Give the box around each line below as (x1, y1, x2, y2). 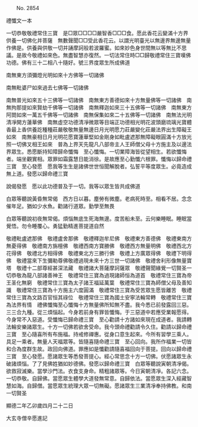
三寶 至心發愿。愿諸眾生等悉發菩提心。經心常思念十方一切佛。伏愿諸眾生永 (6, 353, 192, 360)
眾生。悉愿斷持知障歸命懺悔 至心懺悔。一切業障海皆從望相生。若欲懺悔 (11, 148, 187, 155)
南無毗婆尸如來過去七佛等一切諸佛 (6, 84, 89, 91)
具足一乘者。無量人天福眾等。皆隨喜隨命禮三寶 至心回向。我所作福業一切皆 (6, 338, 192, 345)
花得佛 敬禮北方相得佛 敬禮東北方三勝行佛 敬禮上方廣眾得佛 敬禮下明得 (6, 250, 192, 257)
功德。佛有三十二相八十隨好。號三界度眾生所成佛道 (6, 59, 130, 66)
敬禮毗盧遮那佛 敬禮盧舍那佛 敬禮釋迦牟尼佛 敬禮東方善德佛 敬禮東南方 (6, 235, 192, 242)
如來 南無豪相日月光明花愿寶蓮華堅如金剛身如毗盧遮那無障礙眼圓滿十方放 (6, 134, 187, 140)
